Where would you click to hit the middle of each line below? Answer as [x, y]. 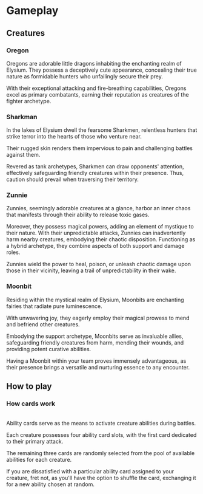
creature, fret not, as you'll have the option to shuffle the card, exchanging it [101, 478]
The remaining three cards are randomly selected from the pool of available [101, 453]
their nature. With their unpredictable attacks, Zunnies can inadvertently [96, 233]
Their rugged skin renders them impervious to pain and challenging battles [99, 148]
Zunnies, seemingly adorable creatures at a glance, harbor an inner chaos [98, 208]
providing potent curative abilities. [49, 349]
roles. [13, 252]
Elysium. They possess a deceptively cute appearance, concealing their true [101, 70]
